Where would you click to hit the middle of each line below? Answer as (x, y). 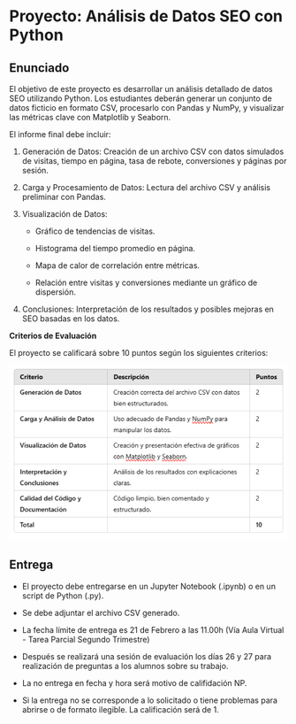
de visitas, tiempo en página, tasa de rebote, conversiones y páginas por (154, 161)
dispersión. (56, 292)
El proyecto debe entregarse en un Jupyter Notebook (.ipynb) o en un (149, 586)
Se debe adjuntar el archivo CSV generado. (101, 612)
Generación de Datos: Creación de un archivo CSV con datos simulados (153, 151)
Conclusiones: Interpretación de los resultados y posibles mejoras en (148, 309)
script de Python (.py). (63, 596)
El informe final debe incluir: (60, 134)
